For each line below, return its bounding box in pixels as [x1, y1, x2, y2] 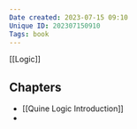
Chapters [9, 79, 62, 94]
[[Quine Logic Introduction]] [21, 103, 124, 114]
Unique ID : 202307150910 [9, 21, 101, 30]
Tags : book [9, 29, 49, 38]
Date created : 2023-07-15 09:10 [9, 12, 128, 22]
